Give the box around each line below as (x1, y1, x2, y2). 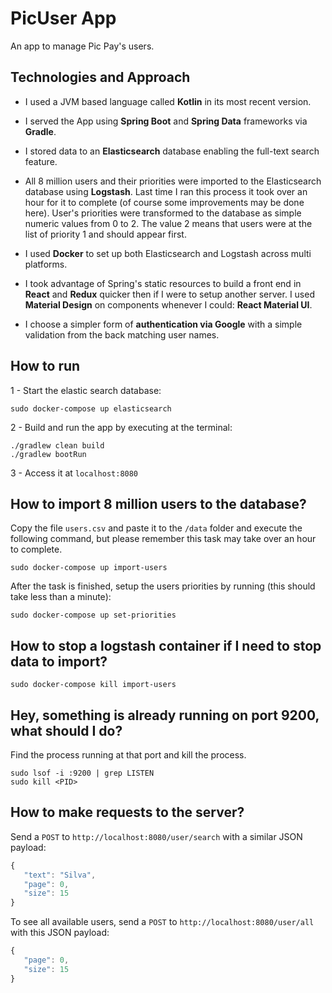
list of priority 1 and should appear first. (24, 228, 187, 240)
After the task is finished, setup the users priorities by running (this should (10, 580, 316, 592)
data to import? (10, 653, 108, 670)
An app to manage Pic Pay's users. (10, 40, 155, 52)
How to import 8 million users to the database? (10, 495, 307, 512)
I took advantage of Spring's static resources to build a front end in (24, 277, 302, 289)
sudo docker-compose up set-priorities (10, 610, 177, 621)
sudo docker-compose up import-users (10, 563, 168, 573)
